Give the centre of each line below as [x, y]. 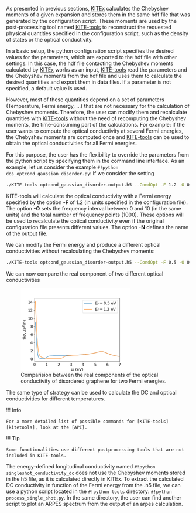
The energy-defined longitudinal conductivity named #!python [81, 466]
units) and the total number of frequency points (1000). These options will [95, 215]
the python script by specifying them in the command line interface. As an [95, 161]
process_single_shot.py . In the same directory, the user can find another [94, 497]
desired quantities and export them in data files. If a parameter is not [89, 82]
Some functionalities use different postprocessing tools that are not [95, 450]
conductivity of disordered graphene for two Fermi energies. [94, 381]
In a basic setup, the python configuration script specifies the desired [90, 51]
